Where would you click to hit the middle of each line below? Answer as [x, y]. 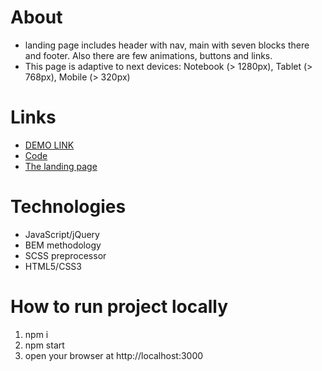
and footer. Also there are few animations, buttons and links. [148, 55]
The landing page [61, 166]
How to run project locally [119, 307]
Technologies [68, 207]
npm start [44, 345]
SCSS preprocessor [65, 255]
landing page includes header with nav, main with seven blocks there [167, 45]
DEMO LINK [49, 145]
